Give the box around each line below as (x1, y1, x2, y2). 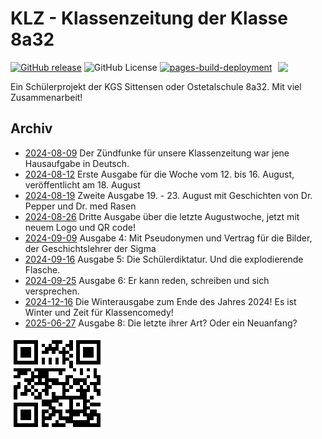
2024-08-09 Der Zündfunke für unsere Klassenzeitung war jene (24, 147, 290, 159)
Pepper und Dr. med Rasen (24, 200, 137, 212)
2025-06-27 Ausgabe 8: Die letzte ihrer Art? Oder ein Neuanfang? (24, 317, 298, 329)
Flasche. (24, 263, 61, 276)
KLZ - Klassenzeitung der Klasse (10, 7, 288, 30)
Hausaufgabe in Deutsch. (24, 157, 130, 169)
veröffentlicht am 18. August (24, 178, 141, 191)
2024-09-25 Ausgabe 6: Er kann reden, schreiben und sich (24, 274, 270, 286)
